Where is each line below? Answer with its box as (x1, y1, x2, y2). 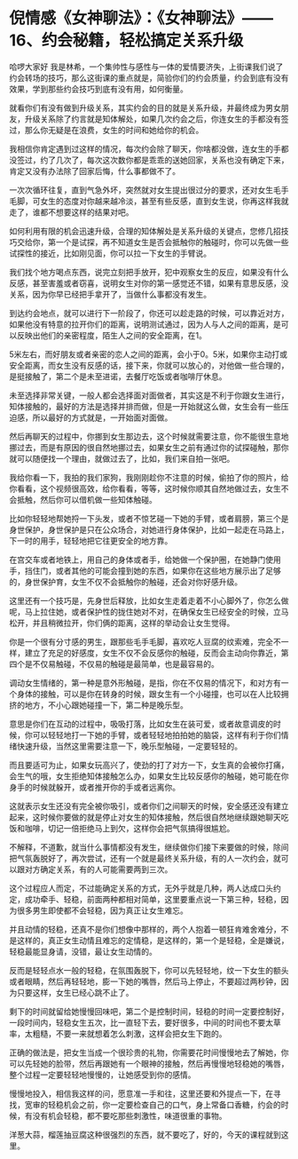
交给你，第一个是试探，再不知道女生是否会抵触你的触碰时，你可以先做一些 (16, 236, 289, 247)
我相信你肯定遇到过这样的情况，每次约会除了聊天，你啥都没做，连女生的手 (9, 143, 281, 154)
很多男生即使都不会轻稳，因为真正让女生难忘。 (16, 905, 188, 916)
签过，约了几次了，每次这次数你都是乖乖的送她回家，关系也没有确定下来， (16, 155, 289, 165)
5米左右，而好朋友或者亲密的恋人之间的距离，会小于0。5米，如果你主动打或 (9, 348, 288, 360)
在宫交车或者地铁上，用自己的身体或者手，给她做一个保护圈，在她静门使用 (9, 554, 281, 565)
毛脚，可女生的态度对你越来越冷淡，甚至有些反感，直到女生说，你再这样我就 (9, 195, 289, 206)
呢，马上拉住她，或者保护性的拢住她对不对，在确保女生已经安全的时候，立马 (9, 606, 289, 617)
